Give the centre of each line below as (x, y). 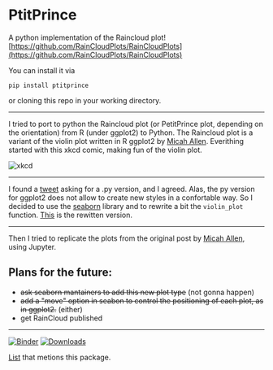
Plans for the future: (60, 273)
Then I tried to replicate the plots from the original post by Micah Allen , (127, 238)
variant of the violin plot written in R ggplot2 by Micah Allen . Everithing (126, 141)
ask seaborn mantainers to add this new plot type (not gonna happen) (137, 292)
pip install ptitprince (49, 85)
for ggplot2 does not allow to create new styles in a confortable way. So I (131, 198)
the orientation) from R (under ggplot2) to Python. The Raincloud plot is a (131, 133)
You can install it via (42, 70)
